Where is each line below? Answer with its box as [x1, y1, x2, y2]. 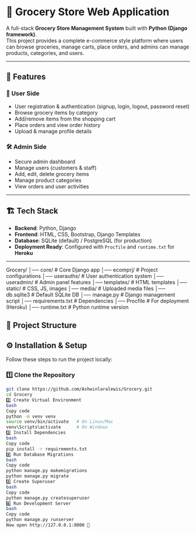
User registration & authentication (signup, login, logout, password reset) [14, 102, 190, 110]
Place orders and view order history [14, 121, 101, 128]
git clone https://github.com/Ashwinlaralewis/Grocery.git [6, 386, 153, 392]
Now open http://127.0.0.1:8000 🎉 [6, 522, 90, 528]
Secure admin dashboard [14, 158, 76, 165]
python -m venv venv [6, 414, 57, 419]
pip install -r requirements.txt [6, 446, 87, 452]
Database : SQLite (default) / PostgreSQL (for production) [14, 237, 152, 244]
